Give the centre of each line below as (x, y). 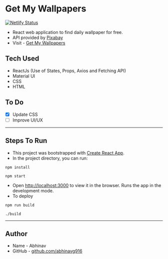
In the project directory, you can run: (50, 158)
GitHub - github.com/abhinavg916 (47, 251)
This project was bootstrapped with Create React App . (68, 152)
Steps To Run (26, 141)
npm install (17, 167)
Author (16, 234)
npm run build (20, 205)
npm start (15, 176)
